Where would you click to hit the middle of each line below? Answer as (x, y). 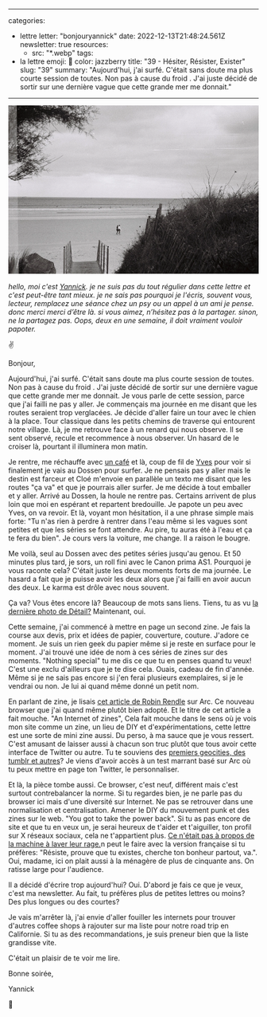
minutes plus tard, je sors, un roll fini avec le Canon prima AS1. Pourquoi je (130, 562)
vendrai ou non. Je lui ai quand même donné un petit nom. (104, 685)
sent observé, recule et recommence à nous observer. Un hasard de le (124, 438)
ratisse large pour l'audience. (56, 869)
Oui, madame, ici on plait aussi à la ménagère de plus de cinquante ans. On (131, 861)
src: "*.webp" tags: (62, 53)
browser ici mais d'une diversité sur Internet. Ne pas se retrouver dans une (131, 801)
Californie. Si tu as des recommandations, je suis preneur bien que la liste (128, 934)
